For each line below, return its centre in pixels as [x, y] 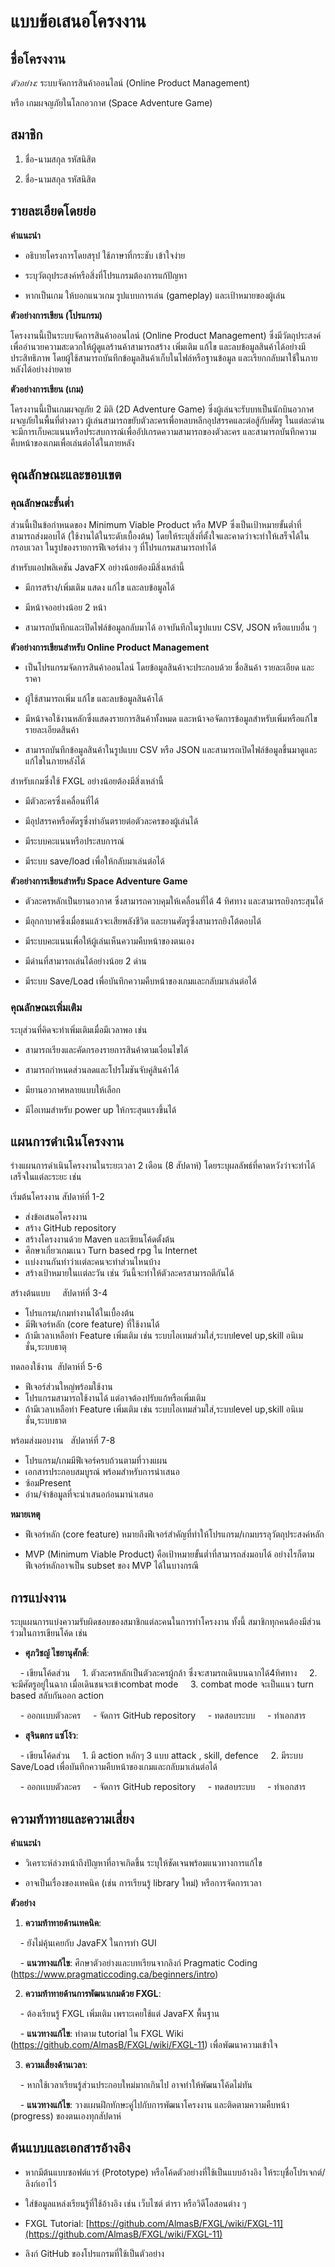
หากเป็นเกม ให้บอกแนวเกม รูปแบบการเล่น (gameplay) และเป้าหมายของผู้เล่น [155, 295]
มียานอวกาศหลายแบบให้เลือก [73, 1089]
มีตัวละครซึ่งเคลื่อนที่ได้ [62, 801]
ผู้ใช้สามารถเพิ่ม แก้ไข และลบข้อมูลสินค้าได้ [93, 699]
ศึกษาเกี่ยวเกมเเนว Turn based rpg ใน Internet [111, 1251]
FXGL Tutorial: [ [57, 2223]
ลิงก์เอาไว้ [40, 2183]
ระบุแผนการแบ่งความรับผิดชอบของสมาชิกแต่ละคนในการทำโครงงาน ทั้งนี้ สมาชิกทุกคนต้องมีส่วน [166, 1622]
